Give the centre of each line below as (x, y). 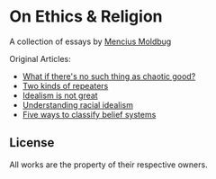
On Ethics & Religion (86, 17)
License (32, 143)
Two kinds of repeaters (65, 85)
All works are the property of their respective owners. (109, 165)
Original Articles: (40, 58)
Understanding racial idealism (77, 104)
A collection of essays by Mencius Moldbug (90, 41)
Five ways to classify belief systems (89, 114)
